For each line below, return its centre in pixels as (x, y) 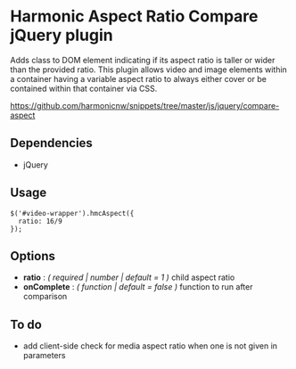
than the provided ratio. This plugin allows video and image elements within (149, 70)
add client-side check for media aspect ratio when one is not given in (150, 346)
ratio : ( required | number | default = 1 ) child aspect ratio (129, 277)
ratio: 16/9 (41, 221)
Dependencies (51, 143)
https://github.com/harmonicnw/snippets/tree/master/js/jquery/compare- (145, 105)
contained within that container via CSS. (84, 88)
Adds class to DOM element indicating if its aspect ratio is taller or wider (143, 60)
